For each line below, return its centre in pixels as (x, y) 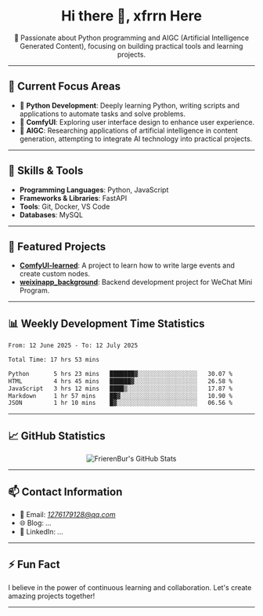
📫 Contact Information (65, 492)
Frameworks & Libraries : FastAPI (73, 198)
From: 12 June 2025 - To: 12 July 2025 (73, 346)
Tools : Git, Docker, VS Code (65, 206)
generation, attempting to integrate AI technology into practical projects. (136, 139)
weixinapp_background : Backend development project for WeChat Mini (136, 282)
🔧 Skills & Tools (46, 171)
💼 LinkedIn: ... (41, 531)
